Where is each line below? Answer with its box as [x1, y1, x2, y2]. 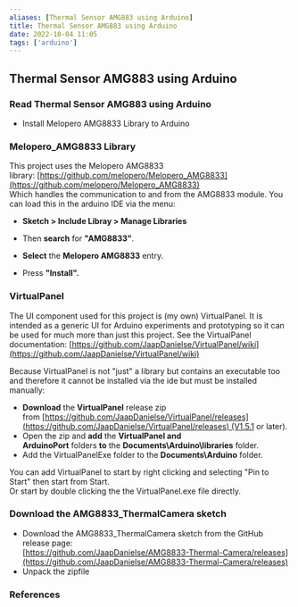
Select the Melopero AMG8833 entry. [21, 251, 163, 262]
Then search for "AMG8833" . [21, 233, 135, 244]
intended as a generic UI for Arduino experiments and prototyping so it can [9, 320, 286, 330]
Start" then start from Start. [9, 476, 110, 486]
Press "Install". [21, 268, 79, 279]
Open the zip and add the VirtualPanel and [21, 430, 182, 441]
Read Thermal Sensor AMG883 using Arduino [9, 97, 212, 110]
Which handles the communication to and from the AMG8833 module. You [9, 189, 284, 200]
